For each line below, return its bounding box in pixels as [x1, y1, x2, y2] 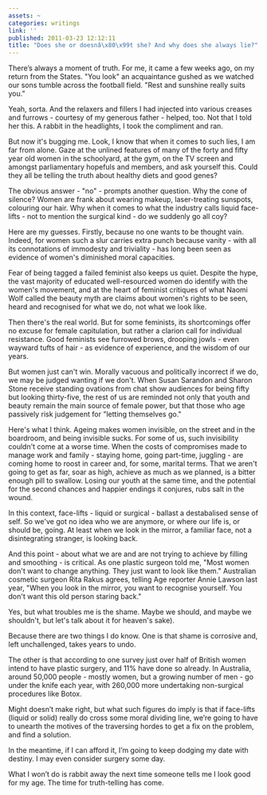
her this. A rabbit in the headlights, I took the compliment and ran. [8, 121, 223, 131]
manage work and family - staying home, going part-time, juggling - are [8, 451, 244, 460]
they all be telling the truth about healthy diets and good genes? [8, 171, 218, 181]
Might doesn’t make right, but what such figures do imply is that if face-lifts [8, 705, 256, 714]
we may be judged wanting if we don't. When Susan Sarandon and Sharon [8, 376, 253, 385]
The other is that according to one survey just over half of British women [8, 655, 246, 665]
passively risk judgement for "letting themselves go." [8, 409, 182, 419]
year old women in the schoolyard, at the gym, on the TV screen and [8, 153, 234, 164]
